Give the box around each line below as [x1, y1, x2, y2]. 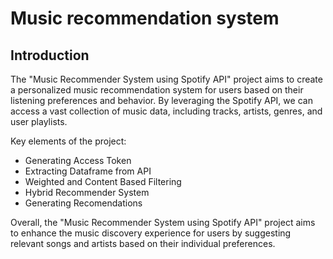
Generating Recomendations [24, 197, 143, 209]
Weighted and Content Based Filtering [24, 176, 182, 187]
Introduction [10, 47, 90, 64]
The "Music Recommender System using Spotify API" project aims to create [10, 73, 323, 85]
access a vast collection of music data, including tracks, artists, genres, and [10, 105, 323, 117]
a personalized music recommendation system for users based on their [10, 84, 304, 96]
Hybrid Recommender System [24, 187, 150, 198]
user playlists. [10, 116, 68, 127]
